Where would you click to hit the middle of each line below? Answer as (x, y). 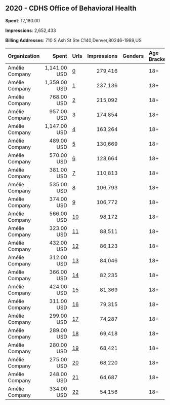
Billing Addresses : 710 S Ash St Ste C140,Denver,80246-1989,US (73, 40)
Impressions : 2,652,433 (31, 30)
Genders (133, 56)
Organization (24, 56)
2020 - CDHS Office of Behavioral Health (71, 8)
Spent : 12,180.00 (23, 20)
